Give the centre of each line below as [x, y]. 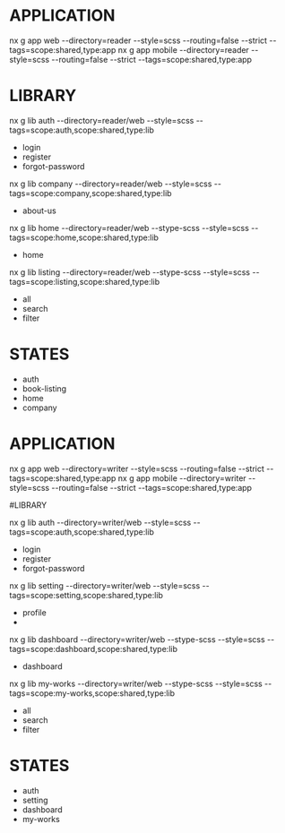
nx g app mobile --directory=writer [182, 478]
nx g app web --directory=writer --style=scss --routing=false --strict [137, 468]
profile [34, 612]
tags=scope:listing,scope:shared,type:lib [85, 281]
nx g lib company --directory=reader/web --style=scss [111, 184]
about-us [39, 210]
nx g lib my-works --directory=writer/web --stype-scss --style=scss [136, 683]
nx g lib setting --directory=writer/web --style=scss [105, 585]
